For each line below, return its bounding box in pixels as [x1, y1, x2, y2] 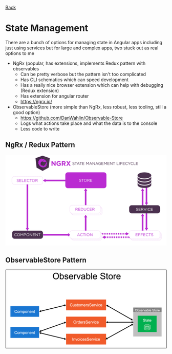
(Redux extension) [20, 87, 59, 94]
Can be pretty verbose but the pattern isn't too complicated [20, 71, 146, 77]
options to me [5, 50, 35, 56]
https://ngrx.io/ [20, 98, 52, 104]
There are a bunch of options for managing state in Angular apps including [5, 39, 163, 45]
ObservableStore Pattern [5, 255, 87, 264]
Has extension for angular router [20, 92, 89, 99]
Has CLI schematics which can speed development [20, 77, 129, 83]
